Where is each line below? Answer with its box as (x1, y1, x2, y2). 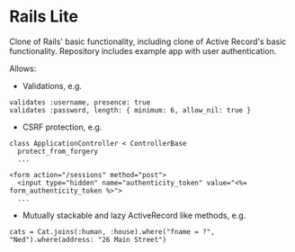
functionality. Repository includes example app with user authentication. (9, 45, 277, 56)
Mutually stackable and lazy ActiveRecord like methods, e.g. (22, 210, 246, 220)
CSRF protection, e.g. (22, 121, 103, 132)
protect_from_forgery (17, 147, 99, 156)
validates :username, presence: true (9, 97, 151, 107)
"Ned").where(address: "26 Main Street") (9, 235, 167, 244)
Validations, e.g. (22, 80, 83, 91)
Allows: (9, 63, 37, 74)
